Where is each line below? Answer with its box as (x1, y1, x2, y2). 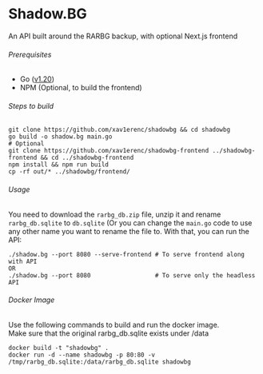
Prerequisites (8, 50, 52, 59)
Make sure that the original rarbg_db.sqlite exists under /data (8, 328, 209, 338)
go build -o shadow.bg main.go (8, 133, 113, 141)
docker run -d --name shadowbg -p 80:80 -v (8, 351, 156, 359)
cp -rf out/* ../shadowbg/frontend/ (8, 168, 130, 176)
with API (8, 257, 38, 265)
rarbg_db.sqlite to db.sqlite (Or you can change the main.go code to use (8, 217, 253, 228)
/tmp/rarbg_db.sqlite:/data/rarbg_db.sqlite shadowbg (8, 357, 192, 366)
